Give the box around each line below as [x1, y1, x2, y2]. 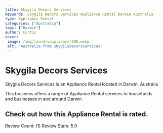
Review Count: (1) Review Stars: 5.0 [5, 123, 78, 129]
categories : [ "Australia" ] [5, 21, 61, 26]
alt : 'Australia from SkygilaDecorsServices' [7, 44, 103, 49]
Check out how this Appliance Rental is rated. [5, 110, 148, 118]
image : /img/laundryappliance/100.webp [7, 39, 90, 44]
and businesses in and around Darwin [5, 96, 82, 102]
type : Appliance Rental [5, 16, 54, 21]
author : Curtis [5, 30, 37, 35]
